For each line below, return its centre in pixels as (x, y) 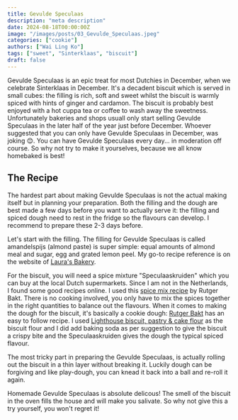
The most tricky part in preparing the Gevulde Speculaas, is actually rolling (116, 357)
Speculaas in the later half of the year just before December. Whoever (109, 126)
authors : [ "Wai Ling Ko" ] (45, 47)
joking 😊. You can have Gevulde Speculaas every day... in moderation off (114, 140)
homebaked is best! (36, 155)
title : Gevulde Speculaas (45, 14)
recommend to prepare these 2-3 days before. (75, 225)
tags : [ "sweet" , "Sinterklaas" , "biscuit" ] (73, 54)
